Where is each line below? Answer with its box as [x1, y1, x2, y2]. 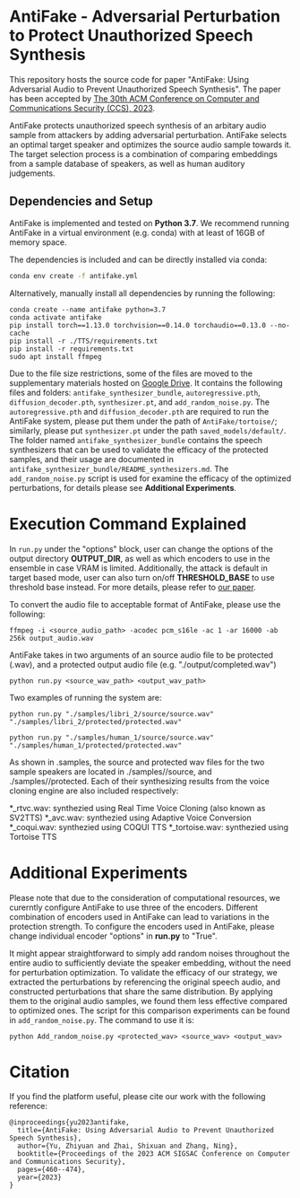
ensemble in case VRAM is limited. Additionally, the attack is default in [9, 563, 269, 573]
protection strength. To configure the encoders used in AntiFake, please [9, 921, 275, 931]
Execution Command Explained [9, 513, 247, 534]
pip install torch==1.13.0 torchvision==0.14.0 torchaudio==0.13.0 [9, 320, 267, 329]
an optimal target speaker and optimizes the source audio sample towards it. [9, 139, 292, 150]
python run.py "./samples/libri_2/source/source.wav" [9, 709, 215, 719]
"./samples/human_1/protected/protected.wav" [9, 740, 182, 750]
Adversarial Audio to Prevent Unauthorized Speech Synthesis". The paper [9, 83, 281, 94]
